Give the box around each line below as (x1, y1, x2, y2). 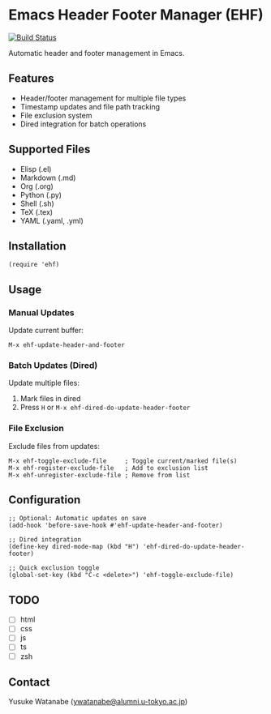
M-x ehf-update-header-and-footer (8, 341, 126, 349)
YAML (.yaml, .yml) (19, 216, 84, 225)
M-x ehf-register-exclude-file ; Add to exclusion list (8, 464, 209, 472)
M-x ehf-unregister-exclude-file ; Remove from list (8, 471, 191, 479)
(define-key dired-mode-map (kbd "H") (8, 543, 140, 551)
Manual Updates (8, 306, 75, 318)
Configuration (8, 493, 81, 507)
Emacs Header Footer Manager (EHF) (8, 6, 264, 24)
